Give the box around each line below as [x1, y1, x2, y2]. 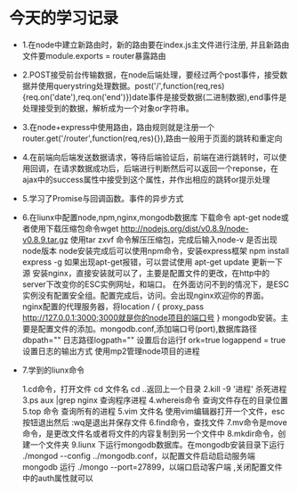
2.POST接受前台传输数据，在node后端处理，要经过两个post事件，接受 [21, 69, 280, 80]
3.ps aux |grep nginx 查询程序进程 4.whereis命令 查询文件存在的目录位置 [21, 394, 289, 406]
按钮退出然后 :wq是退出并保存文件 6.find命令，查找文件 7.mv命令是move [21, 416, 287, 428]
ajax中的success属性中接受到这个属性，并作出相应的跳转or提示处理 [21, 174, 270, 184]
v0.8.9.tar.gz [21, 234, 68, 245]
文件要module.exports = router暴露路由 [21, 50, 166, 61]
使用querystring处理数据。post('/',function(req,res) [37, 80, 225, 91]
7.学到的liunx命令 [21, 365, 85, 375]
